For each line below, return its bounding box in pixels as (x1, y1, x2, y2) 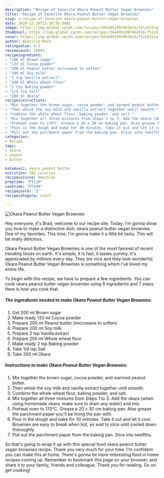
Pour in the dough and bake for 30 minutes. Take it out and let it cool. (12, 416, 152, 422)
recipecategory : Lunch (5, 193, 51, 198)
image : (5, 25, 19, 30)
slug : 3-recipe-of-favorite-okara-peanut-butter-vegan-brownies (5, 16, 139, 21)
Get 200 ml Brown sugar (12, 309, 62, 315)
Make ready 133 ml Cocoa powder (12, 315, 82, 321)
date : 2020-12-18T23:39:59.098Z (5, 21, 71, 26)
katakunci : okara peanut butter (5, 166, 71, 171)
